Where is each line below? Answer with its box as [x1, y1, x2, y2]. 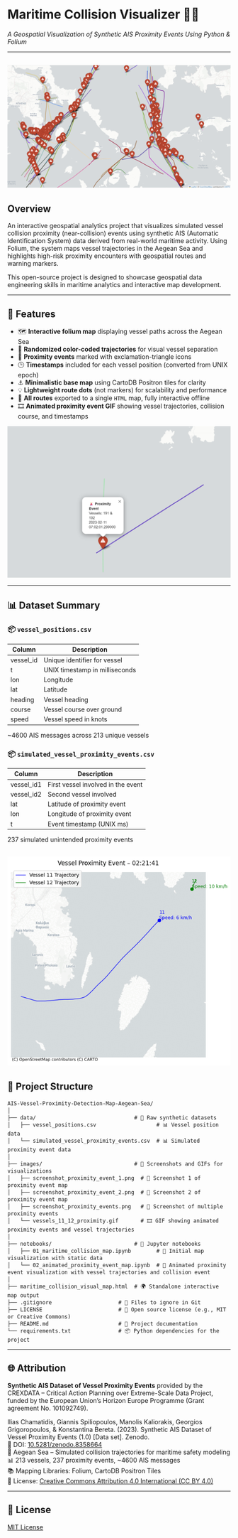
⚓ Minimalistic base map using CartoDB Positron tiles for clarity [17, 378, 207, 387]
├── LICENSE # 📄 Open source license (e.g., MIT [7, 1306, 227, 1313]
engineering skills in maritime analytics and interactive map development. [7, 281, 222, 289]
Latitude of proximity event [47, 800, 126, 809]
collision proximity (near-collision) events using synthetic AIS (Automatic [7, 229, 220, 237]
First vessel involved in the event [47, 780, 143, 788]
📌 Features [7, 308, 56, 320]
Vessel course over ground [43, 705, 123, 714]
